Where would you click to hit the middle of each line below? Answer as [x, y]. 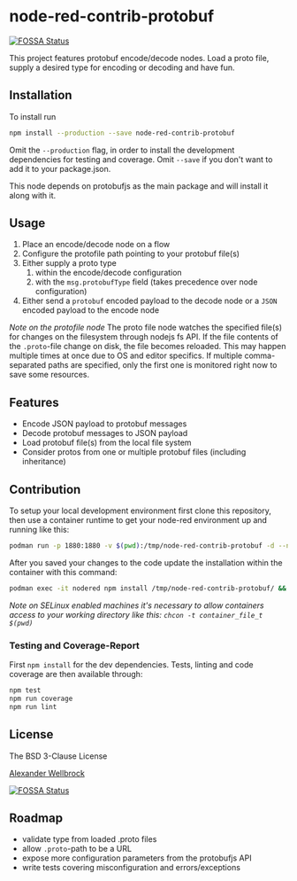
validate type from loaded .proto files [89, 839]
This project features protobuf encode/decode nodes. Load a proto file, [139, 58]
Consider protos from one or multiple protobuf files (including [134, 452]
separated [28, 365]
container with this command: [63, 572]
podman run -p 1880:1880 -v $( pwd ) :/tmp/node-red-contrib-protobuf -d [142, 546]
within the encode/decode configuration [109, 273]
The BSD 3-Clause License [58, 756]
